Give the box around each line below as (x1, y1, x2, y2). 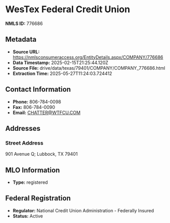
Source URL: (12, 48, 40, 54)
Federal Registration (5, 194, 71, 203)
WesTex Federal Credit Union (5, 4, 130, 15)
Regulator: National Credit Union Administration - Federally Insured (12, 207, 154, 213)
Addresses (5, 124, 41, 133)
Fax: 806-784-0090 (12, 104, 55, 110)
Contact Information (5, 85, 71, 94)
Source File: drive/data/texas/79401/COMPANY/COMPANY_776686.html (12, 65, 165, 71)
